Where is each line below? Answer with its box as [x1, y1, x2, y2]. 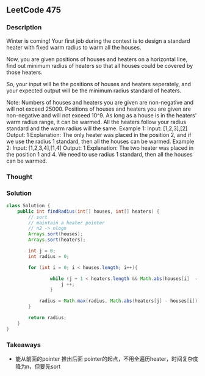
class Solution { [6, 202, 51, 208]
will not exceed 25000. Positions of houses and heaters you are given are [6, 105, 191, 112]
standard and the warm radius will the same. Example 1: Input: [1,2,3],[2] [6, 125, 188, 132]
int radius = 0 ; [28, 253, 70, 259]
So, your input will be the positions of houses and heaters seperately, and [6, 80, 191, 87]
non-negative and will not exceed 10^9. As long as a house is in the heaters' [6, 111, 197, 119]
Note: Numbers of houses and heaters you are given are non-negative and [6, 98, 194, 106]
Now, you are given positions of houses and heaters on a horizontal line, [6, 55, 188, 63]
